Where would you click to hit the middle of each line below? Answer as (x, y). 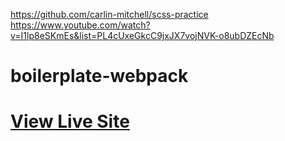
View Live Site (70, 121)
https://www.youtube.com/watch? (80, 25)
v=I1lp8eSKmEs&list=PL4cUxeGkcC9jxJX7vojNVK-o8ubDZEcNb (142, 35)
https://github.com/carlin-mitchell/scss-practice (109, 14)
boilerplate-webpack (99, 76)
